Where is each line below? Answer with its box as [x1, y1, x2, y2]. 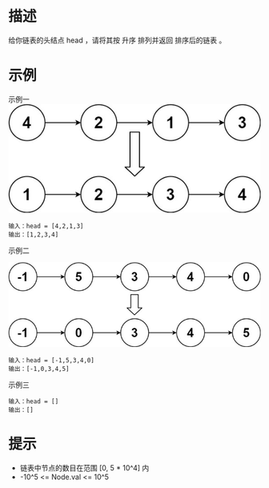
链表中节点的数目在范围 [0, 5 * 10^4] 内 [19, 462, 150, 473]
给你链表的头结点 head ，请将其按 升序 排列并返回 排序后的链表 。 [8, 35, 227, 45]
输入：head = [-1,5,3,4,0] [8, 356, 94, 365]
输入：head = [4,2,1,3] [8, 222, 84, 230]
